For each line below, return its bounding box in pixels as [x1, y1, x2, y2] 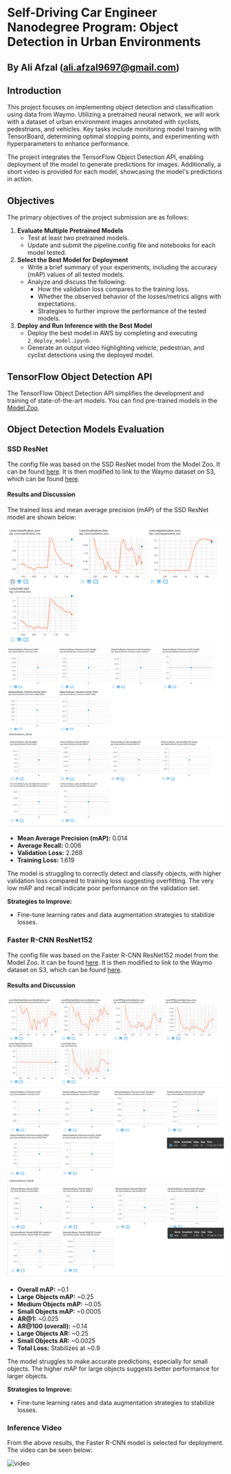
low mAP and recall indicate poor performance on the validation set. [7, 884, 200, 892]
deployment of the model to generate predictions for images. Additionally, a [7, 160, 221, 169]
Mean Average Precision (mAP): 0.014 [16, 834, 129, 843]
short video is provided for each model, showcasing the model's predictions [7, 167, 223, 176]
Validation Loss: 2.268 [16, 849, 82, 857]
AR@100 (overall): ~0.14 [16, 1322, 88, 1330]
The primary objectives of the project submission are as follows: [7, 213, 189, 222]
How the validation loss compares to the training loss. [37, 285, 190, 293]
